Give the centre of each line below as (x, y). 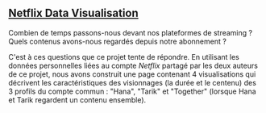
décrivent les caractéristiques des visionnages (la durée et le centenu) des (132, 82)
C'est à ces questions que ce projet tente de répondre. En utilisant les (124, 56)
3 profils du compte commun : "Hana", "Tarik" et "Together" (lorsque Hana (132, 91)
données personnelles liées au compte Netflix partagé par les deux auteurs (133, 65)
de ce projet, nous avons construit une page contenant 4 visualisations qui (132, 74)
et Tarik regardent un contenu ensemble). (77, 99)
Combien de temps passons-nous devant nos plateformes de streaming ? (130, 32)
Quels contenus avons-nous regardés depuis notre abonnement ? (118, 41)
